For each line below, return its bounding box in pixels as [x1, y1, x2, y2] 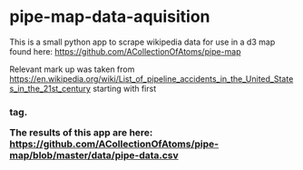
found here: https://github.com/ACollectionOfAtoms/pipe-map [9, 45, 241, 56]
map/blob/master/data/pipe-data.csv [9, 149, 179, 162]
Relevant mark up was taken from [9, 64, 135, 75]
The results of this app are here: [9, 126, 153, 139]
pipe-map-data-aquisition [9, 6, 210, 27]
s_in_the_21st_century [9, 83, 91, 94]
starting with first [92, 83, 157, 94]
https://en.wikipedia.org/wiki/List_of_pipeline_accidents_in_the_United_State [9, 73, 294, 84]
